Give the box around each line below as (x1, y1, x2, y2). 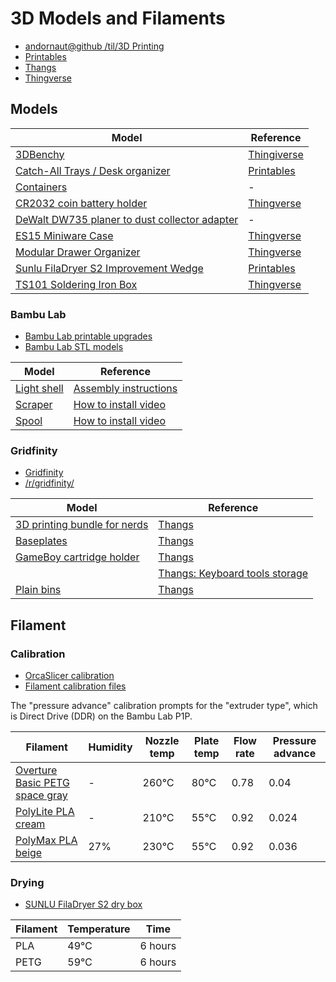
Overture (15, 763, 58, 777)
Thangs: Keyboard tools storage (158, 567, 309, 581)
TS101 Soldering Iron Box (15, 277, 138, 291)
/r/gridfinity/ (24, 477, 75, 489)
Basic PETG (15, 776, 70, 790)
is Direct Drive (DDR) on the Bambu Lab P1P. (10, 710, 193, 722)
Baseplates (15, 534, 68, 548)
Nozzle (144, 734, 180, 748)
